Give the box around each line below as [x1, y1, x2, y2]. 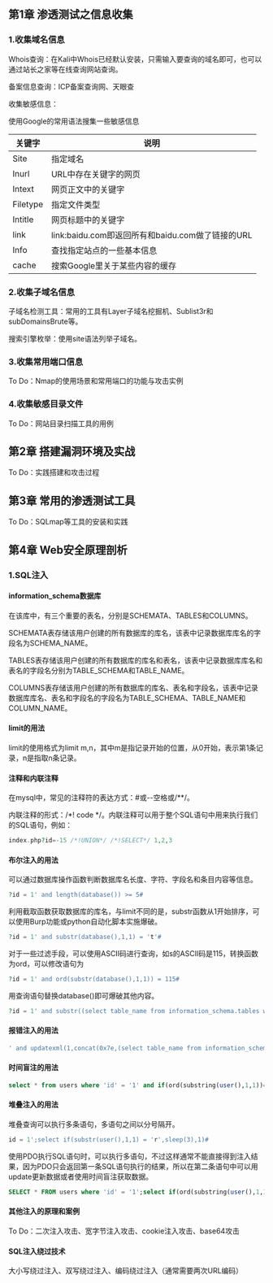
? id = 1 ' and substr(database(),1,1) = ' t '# [8, 933, 162, 942]
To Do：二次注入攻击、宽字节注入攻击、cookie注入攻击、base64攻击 [8, 1226, 240, 1236]
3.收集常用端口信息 [8, 356, 84, 368]
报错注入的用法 [8, 1025, 58, 1035]
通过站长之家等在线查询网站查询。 [8, 64, 123, 74]
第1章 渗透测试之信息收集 [8, 7, 134, 22]
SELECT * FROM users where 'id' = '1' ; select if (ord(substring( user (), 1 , [8, 1188, 264, 1196]
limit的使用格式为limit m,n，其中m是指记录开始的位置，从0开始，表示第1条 [8, 742, 257, 752]
